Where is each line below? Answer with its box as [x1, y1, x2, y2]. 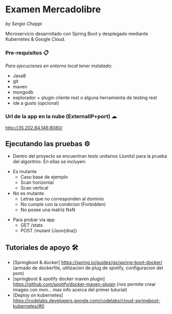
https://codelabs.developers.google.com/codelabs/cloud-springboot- [12, 298, 161, 304]
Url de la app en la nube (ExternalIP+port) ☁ [5, 113, 117, 120]
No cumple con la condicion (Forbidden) [20, 201, 106, 208]
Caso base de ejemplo [20, 174, 68, 180]
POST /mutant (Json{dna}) [20, 228, 77, 234]
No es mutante [12, 190, 45, 196]
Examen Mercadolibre [5, 4, 101, 15]
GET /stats [20, 222, 43, 228]
